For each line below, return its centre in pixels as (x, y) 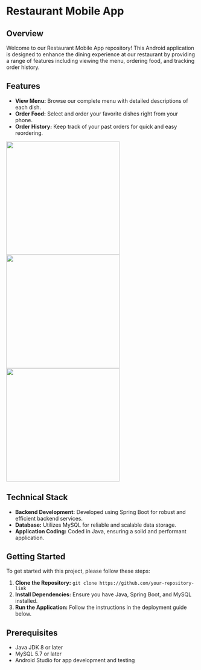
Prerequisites (32, 633)
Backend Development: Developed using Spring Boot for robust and (100, 512)
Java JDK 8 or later (39, 648)
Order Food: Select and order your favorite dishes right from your (96, 114)
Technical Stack (37, 497)
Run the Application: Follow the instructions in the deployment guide (101, 607)
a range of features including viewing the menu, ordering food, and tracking (101, 61)
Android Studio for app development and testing (75, 660)
